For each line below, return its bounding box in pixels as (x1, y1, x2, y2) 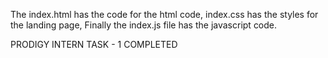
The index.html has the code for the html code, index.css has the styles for (10, 9, 319, 20)
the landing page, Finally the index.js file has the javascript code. (10, 19, 278, 31)
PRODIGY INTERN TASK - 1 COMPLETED (10, 39, 178, 50)
